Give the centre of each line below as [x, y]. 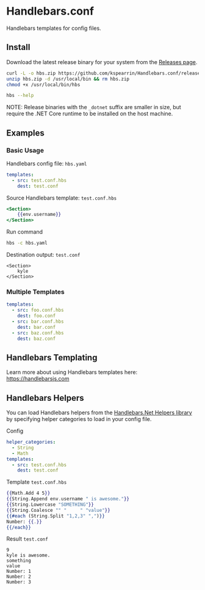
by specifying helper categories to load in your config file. [79, 419]
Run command [25, 232]
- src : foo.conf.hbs [38, 310]
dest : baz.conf [37, 339]
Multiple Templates [36, 292]
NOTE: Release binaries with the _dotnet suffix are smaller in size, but [94, 107]
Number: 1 [19, 572]
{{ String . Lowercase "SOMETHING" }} [50, 505]
